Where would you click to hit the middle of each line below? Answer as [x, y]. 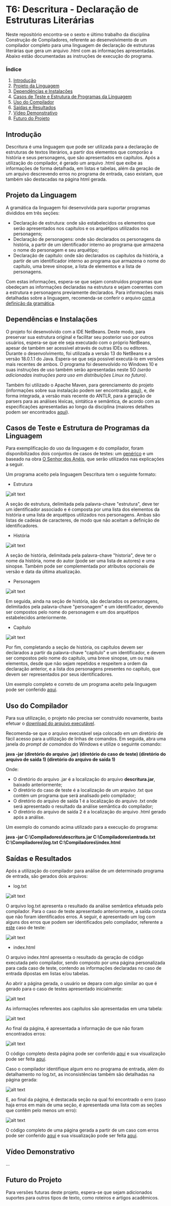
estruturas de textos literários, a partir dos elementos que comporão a [79, 152]
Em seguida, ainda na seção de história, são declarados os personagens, [82, 601]
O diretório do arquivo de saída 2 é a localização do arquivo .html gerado [90, 812]
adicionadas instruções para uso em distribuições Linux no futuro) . [76, 375]
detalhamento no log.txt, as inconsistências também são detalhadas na [80, 1074]
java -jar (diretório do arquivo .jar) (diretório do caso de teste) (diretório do [86, 754]
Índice [14, 69]
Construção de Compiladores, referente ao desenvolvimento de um [76, 40]
